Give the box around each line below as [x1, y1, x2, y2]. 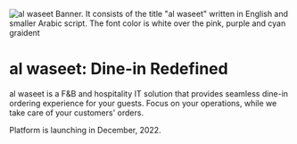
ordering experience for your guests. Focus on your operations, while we [9, 97, 277, 108]
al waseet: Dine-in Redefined [9, 59, 229, 80]
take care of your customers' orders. [9, 107, 144, 118]
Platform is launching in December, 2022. [9, 124, 162, 135]
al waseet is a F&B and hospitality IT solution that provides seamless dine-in [9, 88, 288, 98]
